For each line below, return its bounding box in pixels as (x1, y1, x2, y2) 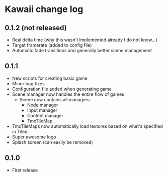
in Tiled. (12, 128, 29, 134)
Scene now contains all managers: (19, 96, 91, 102)
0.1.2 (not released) (5, 24, 67, 32)
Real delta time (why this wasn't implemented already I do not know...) (12, 37, 157, 43)
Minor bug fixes (12, 80, 45, 86)
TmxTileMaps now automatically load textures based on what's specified (12, 123, 163, 129)
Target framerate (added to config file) (12, 42, 92, 48)
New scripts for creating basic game (12, 75, 88, 81)
